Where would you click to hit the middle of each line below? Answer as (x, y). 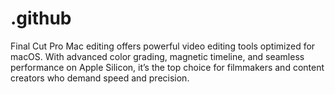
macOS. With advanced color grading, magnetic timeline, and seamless (157, 56)
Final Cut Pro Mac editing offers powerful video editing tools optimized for (163, 46)
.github (41, 18)
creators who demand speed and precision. (100, 78)
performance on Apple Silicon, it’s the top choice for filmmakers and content (167, 67)
